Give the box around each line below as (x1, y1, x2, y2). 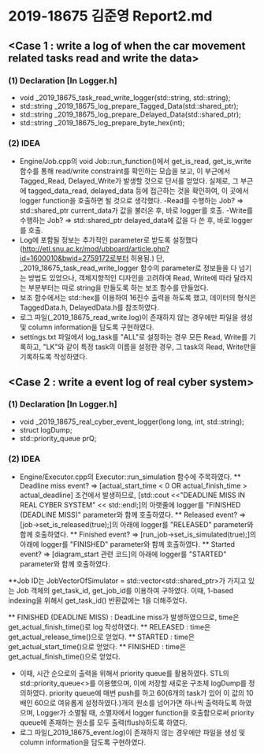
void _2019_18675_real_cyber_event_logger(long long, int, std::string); (19, 417, 244, 426)
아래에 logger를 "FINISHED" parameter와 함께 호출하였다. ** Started (19, 540, 235, 549)
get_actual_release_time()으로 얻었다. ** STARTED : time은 (8, 632, 195, 642)
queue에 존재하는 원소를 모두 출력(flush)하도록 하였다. (19, 718, 188, 727)
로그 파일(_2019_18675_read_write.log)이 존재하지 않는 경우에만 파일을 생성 (19, 313, 254, 322)
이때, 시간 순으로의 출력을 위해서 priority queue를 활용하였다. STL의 (19, 669, 230, 678)
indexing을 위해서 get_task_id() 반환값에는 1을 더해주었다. (8, 596, 188, 605)
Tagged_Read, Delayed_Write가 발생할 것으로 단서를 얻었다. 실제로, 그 (19, 176, 239, 186)
